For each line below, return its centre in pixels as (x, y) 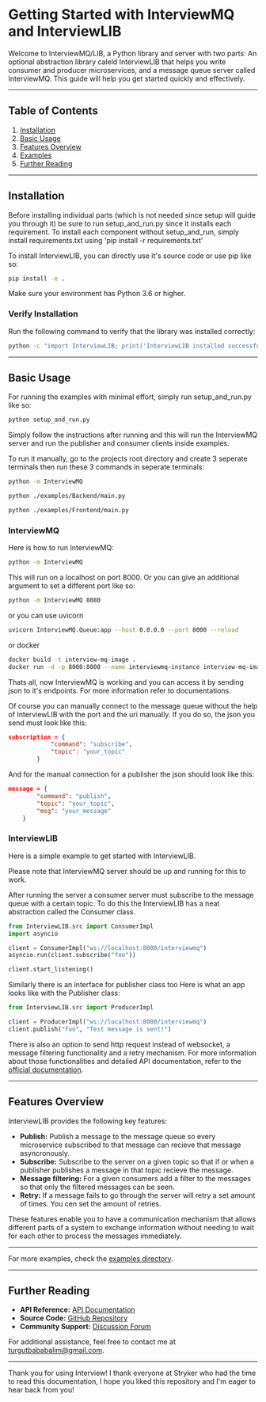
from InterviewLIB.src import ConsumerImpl (81, 926)
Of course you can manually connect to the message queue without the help (133, 705)
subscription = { (37, 737)
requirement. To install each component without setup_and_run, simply (124, 232)
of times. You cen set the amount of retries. (90, 1203)
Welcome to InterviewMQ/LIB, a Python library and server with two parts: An (133, 53)
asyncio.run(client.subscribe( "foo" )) (72, 956)
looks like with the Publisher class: (64, 993)
